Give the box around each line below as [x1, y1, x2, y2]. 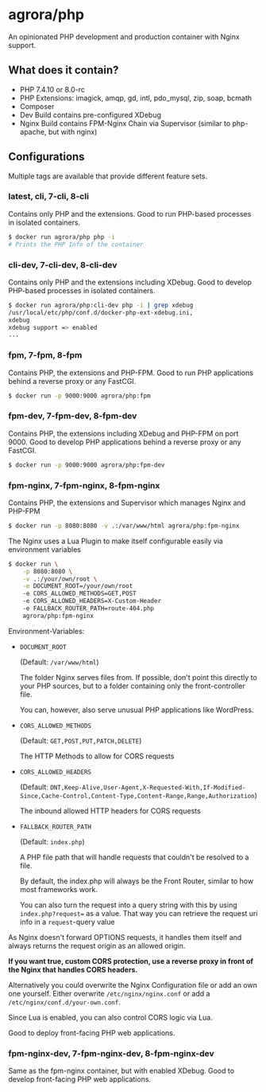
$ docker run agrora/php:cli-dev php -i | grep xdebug [8, 301, 194, 309]
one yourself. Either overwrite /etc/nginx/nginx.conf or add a [8, 988, 210, 998]
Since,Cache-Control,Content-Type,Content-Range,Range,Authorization [19, 792, 256, 800]
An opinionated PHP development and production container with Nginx [8, 32, 240, 41]
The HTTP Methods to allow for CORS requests [19, 751, 175, 761]
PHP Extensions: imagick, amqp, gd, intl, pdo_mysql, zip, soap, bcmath [19, 93, 253, 103]
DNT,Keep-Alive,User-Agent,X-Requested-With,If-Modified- [50, 783, 246, 792]
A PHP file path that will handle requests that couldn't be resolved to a [19, 852, 249, 862]
